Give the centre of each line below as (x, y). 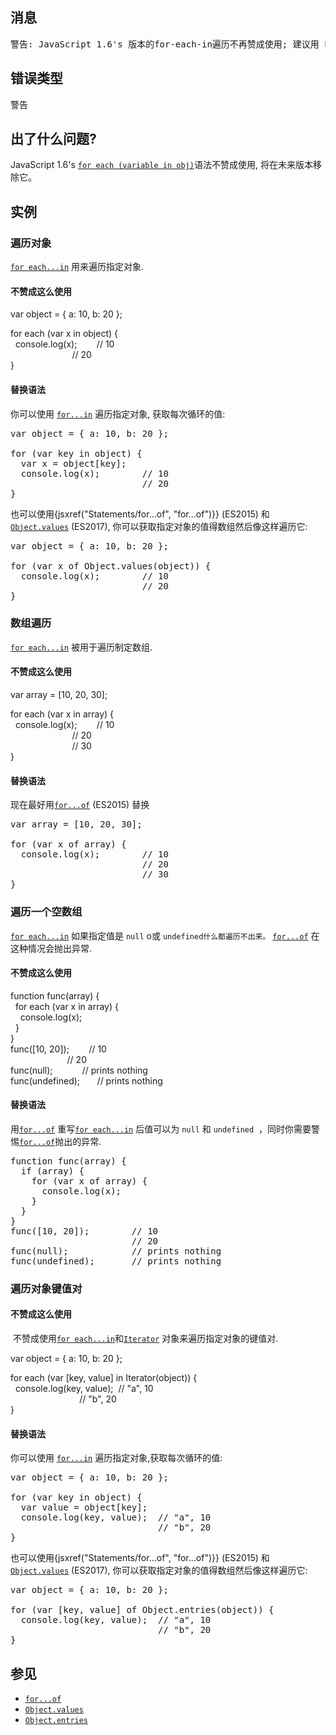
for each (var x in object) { (64, 334)
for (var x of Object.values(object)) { (111, 566)
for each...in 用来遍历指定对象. (77, 267)
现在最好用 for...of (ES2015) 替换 (80, 805)
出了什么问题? (53, 139)
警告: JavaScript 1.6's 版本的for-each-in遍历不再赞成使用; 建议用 (165, 44)
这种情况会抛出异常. (51, 948)
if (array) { (52, 1171)
